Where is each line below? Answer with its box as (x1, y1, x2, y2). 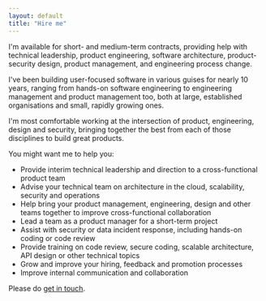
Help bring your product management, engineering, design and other (19, 199, 251, 209)
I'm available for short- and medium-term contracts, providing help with (8, 41, 248, 51)
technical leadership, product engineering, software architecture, (8, 50, 226, 60)
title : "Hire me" (8, 19, 67, 28)
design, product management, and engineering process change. (37, 58, 253, 69)
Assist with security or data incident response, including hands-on (19, 224, 242, 235)
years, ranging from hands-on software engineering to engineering (8, 83, 233, 93)
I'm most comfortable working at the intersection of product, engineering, (8, 116, 255, 125)
